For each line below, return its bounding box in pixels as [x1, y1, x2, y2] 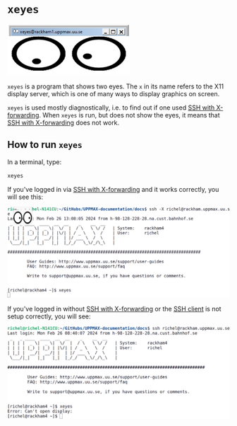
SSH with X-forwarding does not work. [7, 118, 120, 127]
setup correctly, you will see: [7, 312, 91, 321]
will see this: [7, 192, 44, 201]
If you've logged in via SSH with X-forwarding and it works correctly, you [7, 185, 219, 193]
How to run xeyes [7, 139, 83, 151]
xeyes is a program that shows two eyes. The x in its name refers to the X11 [7, 82, 224, 91]
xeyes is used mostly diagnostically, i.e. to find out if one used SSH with [7, 103, 215, 112]
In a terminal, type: [7, 157, 62, 166]
